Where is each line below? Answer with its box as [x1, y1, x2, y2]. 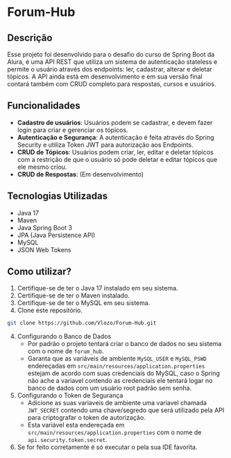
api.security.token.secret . [27, 436, 108, 444]
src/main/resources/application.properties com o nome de [27, 428, 202, 436]
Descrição [7, 32, 53, 44]
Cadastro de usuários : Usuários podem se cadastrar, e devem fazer [17, 118, 213, 126]
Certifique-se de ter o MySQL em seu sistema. [17, 299, 151, 307]
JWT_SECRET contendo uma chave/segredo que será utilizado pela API [27, 406, 225, 414]
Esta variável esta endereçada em [27, 421, 125, 430]
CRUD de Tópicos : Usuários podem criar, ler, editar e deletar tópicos [17, 147, 214, 156]
